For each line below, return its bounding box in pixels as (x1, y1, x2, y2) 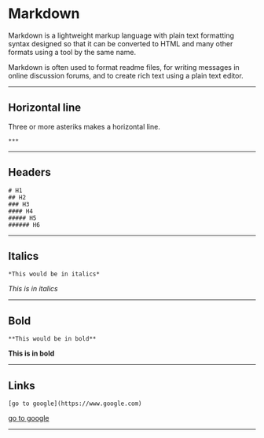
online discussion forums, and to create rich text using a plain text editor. (8, 71, 244, 80)
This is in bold (8, 349, 55, 358)
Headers (8, 166, 51, 179)
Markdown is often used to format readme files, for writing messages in (8, 62, 240, 71)
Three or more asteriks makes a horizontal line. (8, 122, 161, 131)
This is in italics (8, 284, 59, 294)
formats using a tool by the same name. (8, 47, 137, 57)
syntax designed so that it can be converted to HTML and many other (8, 38, 233, 48)
